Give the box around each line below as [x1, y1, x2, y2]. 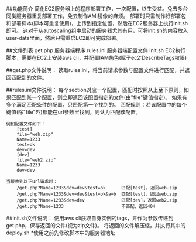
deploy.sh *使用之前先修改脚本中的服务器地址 [6, 229, 116, 236]
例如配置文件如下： [6, 121, 46, 127]
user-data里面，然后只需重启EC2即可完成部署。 [6, 35, 122, 41]
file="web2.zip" [16, 157, 57, 163]
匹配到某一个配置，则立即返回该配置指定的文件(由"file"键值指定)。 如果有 [11, 94, 188, 101]
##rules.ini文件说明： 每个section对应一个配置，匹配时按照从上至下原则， [6, 87, 184, 93]
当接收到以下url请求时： [6, 179, 58, 185]
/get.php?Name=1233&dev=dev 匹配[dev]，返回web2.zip [16, 197, 177, 203]
